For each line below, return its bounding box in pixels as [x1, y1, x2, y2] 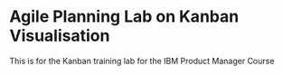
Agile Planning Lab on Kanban [9, 6, 240, 27]
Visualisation [9, 25, 110, 46]
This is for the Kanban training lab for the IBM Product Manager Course [9, 55, 275, 66]
